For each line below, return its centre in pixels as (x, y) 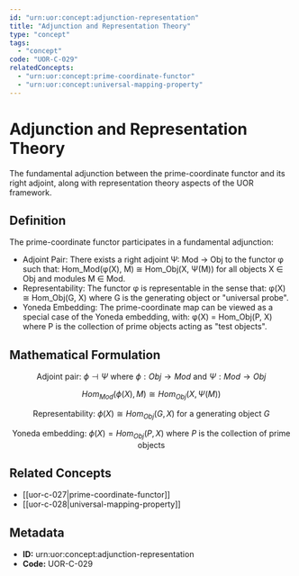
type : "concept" (40, 34)
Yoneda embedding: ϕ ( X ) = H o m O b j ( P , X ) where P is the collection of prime (151, 434)
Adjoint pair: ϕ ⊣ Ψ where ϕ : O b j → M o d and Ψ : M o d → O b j (151, 377)
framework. (31, 192)
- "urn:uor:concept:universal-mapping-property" (110, 85)
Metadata (37, 532)
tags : (19, 43)
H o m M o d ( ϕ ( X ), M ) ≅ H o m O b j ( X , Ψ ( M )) (151, 395)
